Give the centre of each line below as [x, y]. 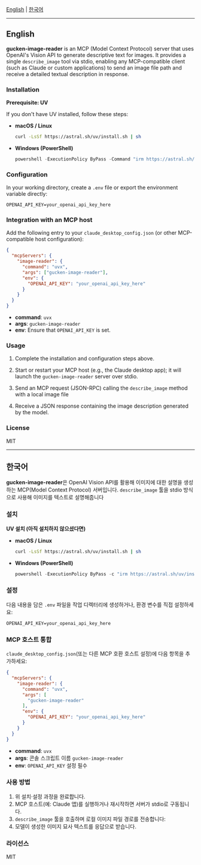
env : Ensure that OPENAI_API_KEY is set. [63, 330]
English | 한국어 [25, 9]
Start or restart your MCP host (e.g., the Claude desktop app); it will [98, 370]
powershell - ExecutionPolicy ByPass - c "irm [71, 574]
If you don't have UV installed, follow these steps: [67, 114]
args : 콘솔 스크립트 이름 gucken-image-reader [69, 758]
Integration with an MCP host [49, 220]
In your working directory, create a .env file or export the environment [92, 187]
